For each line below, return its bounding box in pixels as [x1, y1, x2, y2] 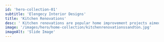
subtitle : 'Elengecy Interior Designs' [5, 12, 86, 16]
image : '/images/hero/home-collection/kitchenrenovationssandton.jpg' [5, 25, 152, 30]
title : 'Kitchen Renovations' [5, 16, 67, 21]
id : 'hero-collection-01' [5, 7, 58, 12]
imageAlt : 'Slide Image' [5, 29, 56, 34]
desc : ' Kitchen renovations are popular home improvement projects [5, 20, 147, 26]
